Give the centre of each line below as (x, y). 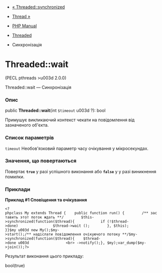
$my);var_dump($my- (127, 243)
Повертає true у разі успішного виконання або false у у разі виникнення (81, 171)
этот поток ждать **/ (42, 218)
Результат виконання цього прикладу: (44, 256)
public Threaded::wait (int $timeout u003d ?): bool (55, 110)
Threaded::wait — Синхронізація (38, 87)
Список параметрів (30, 138)
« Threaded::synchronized (38, 7)
